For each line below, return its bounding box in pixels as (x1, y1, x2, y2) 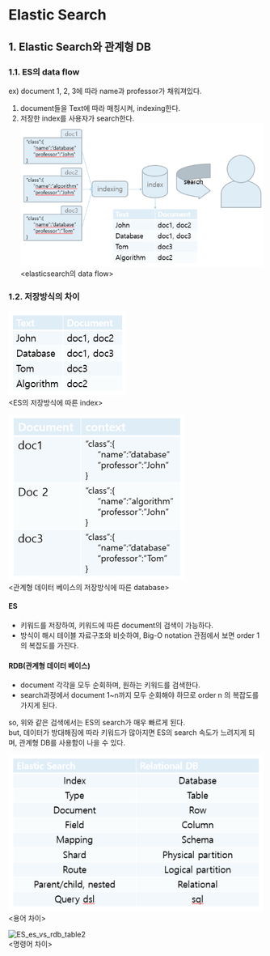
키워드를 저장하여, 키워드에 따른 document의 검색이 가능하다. (19, 620, 214, 630)
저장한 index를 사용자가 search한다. (19, 113, 135, 123)
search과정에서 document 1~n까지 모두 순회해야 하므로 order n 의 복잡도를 (19, 690, 259, 700)
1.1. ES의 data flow (8, 66, 80, 78)
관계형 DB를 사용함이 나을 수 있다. (19, 738, 126, 748)
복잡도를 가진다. (28, 640, 79, 650)
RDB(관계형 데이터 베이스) (8, 661, 91, 670)
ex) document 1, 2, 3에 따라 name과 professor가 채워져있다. (8, 86, 202, 96)
